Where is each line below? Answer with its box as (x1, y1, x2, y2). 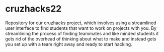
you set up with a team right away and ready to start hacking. (5, 41, 132, 47)
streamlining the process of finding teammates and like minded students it (5, 30, 159, 36)
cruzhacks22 (5, 3, 62, 15)
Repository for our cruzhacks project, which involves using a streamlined (5, 20, 156, 26)
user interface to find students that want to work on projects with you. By (5, 25, 157, 31)
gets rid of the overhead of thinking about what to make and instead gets (5, 36, 157, 42)
